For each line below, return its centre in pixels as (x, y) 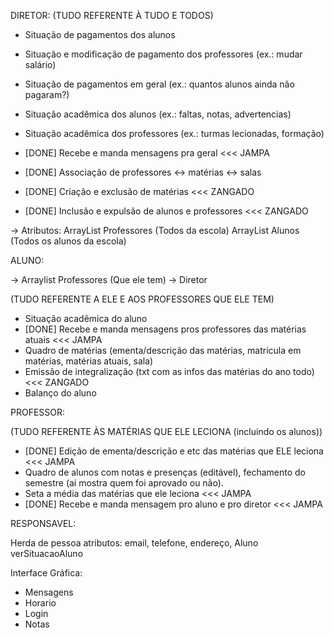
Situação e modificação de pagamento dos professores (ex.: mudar (163, 54)
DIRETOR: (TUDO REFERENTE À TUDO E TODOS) (112, 15)
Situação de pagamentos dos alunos (100, 34)
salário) (40, 64)
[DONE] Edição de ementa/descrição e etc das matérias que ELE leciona (174, 451)
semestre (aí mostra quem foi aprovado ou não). (124, 483)
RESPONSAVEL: (43, 523)
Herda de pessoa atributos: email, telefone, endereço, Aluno (134, 543)
